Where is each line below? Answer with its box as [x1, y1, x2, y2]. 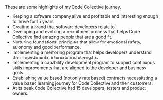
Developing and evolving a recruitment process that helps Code [12, 29, 140, 34]
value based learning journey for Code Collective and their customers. [12, 80, 153, 86]
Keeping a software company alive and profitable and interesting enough [12, 14, 158, 19]
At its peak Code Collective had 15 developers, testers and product [12, 86, 146, 91]
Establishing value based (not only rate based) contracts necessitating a [12, 75, 157, 81]
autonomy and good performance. [12, 44, 81, 50]
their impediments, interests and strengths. [12, 55, 98, 60]
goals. [12, 70, 25, 75]
